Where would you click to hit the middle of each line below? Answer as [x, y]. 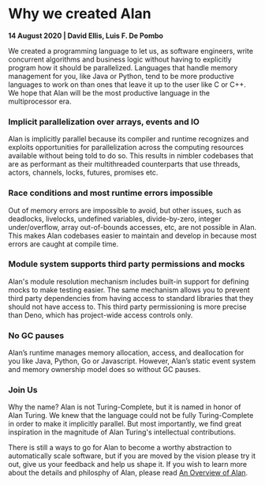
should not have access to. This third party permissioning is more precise [127, 306]
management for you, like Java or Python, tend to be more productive [121, 76]
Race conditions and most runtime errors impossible [111, 193]
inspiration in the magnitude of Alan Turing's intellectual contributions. [122, 432]
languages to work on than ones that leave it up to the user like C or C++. [127, 85]
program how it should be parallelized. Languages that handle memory [123, 67]
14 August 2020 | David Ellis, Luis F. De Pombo [86, 36]
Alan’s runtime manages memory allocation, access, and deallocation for [126, 353]
